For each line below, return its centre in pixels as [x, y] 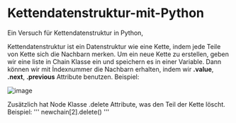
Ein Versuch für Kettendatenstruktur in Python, [75, 33]
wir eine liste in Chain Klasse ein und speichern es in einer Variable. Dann [114, 61]
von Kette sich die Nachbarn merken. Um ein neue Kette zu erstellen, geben [118, 54]
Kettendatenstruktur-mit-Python [106, 13]
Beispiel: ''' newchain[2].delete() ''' [58, 112]
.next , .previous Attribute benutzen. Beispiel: [73, 77]
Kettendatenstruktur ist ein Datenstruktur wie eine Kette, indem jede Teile [114, 46]
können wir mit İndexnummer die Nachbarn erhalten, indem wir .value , [111, 69]
